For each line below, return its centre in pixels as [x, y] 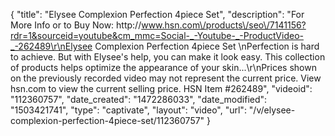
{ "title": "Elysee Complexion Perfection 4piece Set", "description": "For [157, 14]
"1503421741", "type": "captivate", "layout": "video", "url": [128, 110]
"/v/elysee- [272, 110]
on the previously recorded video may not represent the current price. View [166, 78]
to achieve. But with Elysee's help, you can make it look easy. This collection [168, 57]
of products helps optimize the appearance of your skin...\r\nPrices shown [163, 67]
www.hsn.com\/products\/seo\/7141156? [224, 25]
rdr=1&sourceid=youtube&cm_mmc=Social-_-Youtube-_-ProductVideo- [157, 35]
